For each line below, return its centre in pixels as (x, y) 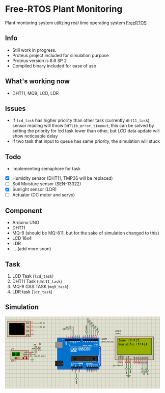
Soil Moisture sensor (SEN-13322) (47, 184)
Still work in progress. (34, 50)
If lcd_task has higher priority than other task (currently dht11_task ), (82, 120)
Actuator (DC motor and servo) (43, 195)
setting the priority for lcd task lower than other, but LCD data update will (86, 131)
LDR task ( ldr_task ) (32, 292)
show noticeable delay (35, 136)
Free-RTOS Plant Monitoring (64, 9)
